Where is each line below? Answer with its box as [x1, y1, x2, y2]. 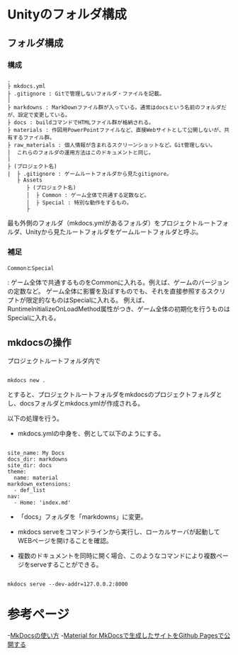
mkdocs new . [7, 376, 46, 384]
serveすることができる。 [30, 560, 103, 569]
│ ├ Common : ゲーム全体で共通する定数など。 [25, 191, 150, 198]
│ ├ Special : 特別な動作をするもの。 [25, 199, 132, 206]
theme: [7, 468, 27, 475]
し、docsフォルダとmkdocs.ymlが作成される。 [7, 398, 144, 408]
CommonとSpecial [7, 265, 55, 272]
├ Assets [16, 177, 42, 184]
